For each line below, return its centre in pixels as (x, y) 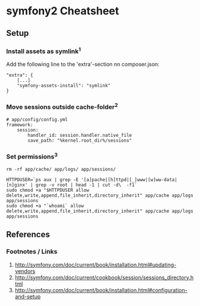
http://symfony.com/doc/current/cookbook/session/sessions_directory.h (104, 277)
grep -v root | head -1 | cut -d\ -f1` (86, 185)
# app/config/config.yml (37, 120)
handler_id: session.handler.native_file (80, 136)
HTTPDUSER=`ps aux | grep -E (42, 180)
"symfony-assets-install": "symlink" (64, 86)
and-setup (27, 296)
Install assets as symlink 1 (44, 51)
